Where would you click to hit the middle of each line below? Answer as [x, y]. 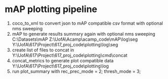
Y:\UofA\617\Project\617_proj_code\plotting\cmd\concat [70, 55]
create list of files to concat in [43, 50]
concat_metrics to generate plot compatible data [63, 60]
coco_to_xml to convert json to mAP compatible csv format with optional [87, 23]
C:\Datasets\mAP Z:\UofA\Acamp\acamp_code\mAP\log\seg [75, 39]
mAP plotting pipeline [51, 9]
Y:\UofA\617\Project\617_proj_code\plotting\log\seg [65, 44]
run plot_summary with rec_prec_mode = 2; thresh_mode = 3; [76, 71]
